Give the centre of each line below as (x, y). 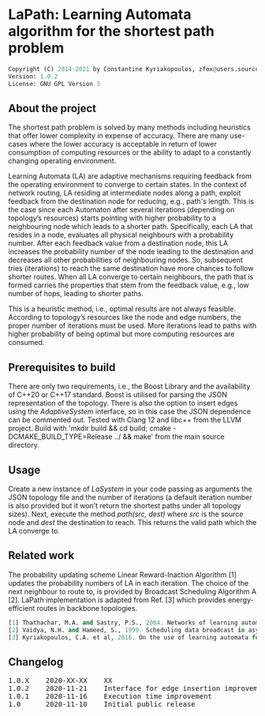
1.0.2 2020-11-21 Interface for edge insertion (114, 689)
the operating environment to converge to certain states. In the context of (127, 185)
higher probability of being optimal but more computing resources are (121, 334)
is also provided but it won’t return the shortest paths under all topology (125, 506)
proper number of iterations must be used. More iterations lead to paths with (132, 326)
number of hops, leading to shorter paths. (76, 294)
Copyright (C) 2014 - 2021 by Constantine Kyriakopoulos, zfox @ (112, 69)
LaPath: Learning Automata (100, 15)
